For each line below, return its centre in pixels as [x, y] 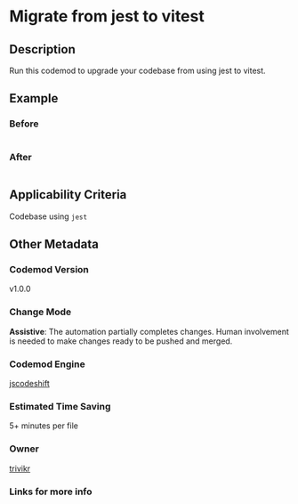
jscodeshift [30, 384]
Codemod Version [49, 270]
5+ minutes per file [44, 426]
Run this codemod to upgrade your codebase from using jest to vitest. [137, 70]
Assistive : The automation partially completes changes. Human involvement [149, 331]
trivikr [20, 468]
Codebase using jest [48, 216]
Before [24, 124]
